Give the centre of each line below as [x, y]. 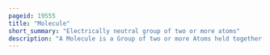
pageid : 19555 [32, 16]
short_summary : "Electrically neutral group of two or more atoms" [124, 31]
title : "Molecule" [39, 23]
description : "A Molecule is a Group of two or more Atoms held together [135, 38]
